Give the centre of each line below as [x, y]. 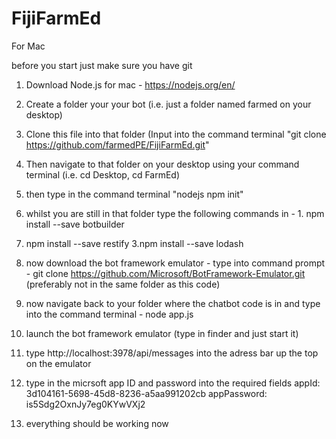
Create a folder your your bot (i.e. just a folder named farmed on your [168, 104]
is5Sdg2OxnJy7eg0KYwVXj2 [85, 404]
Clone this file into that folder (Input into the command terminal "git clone [176, 134]
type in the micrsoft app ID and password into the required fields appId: [173, 383]
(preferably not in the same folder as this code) [123, 284]
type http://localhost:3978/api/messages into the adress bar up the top [172, 353]
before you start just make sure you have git [102, 65]
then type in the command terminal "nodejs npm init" [134, 194]
